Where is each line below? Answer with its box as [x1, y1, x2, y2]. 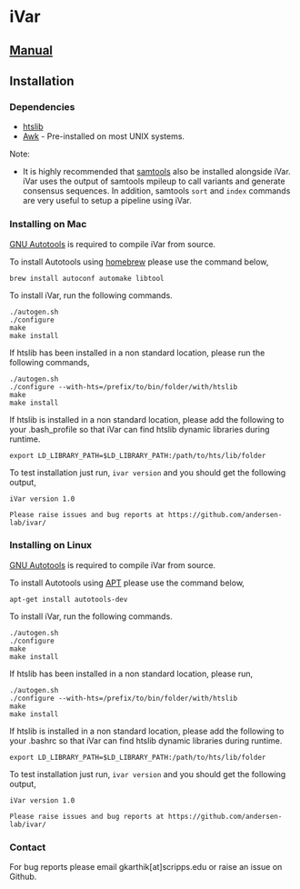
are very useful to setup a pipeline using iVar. [22, 195, 193, 206]
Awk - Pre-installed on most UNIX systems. [22, 131, 185, 142]
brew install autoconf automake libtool [9, 274, 165, 283]
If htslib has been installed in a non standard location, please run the [9, 347, 265, 358]
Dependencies [9, 100, 75, 113]
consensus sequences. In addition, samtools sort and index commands [22, 185, 291, 196]
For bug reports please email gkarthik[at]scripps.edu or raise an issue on [9, 862, 283, 873]
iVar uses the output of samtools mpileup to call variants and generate [22, 175, 285, 187]
